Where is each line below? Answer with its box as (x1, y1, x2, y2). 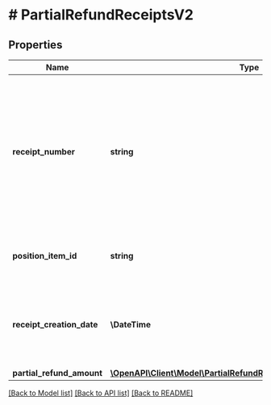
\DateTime (110, 319, 152, 330)
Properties (8, 38, 63, 52)
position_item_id (12, 251, 77, 261)
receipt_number (12, 146, 75, 157)
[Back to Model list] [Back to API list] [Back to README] (8, 388, 194, 398)
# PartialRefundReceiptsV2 (8, 6, 194, 24)
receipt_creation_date (12, 319, 98, 330)
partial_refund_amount (12, 368, 103, 378)
